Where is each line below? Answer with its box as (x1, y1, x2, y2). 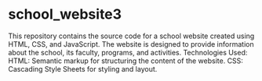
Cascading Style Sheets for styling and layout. (8, 64, 158, 73)
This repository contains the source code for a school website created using (8, 31, 255, 40)
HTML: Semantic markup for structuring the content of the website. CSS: (8, 56, 243, 65)
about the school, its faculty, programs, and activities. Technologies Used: (8, 48, 248, 57)
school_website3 (8, 5, 122, 23)
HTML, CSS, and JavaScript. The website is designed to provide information (8, 39, 254, 48)
